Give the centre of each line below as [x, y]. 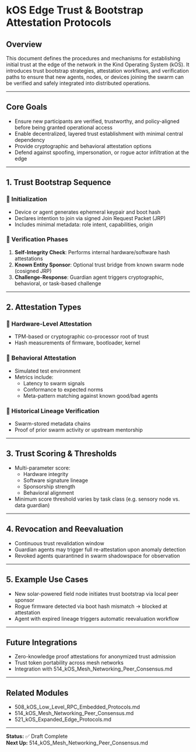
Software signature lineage [56, 480]
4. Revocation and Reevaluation [65, 529]
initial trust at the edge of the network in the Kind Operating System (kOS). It [98, 64]
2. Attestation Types [44, 307]
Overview [24, 44]
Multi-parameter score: [42, 468]
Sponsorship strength [49, 486]
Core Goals [27, 107]
